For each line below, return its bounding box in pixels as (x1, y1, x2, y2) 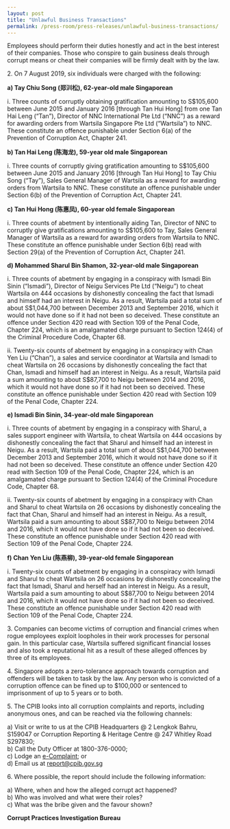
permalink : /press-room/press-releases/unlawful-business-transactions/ (7, 23, 219, 30)
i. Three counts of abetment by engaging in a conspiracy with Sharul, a (7, 424, 207, 433)
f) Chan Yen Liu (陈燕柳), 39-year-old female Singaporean (7, 554, 174, 562)
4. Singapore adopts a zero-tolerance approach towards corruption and (7, 667, 209, 675)
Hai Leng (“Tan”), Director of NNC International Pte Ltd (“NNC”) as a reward (7, 112, 220, 120)
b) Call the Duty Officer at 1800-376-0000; (7, 745, 128, 753)
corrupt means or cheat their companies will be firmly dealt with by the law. (7, 56, 220, 65)
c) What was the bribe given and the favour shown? (7, 801, 153, 809)
